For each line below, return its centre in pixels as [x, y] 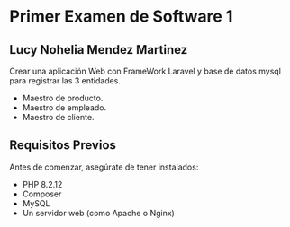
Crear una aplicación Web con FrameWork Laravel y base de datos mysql [145, 71]
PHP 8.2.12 [42, 184]
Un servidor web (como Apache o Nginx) [99, 213]
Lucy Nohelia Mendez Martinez [99, 50]
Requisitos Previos [63, 145]
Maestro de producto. [63, 98]
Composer [42, 194]
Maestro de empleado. [64, 108]
